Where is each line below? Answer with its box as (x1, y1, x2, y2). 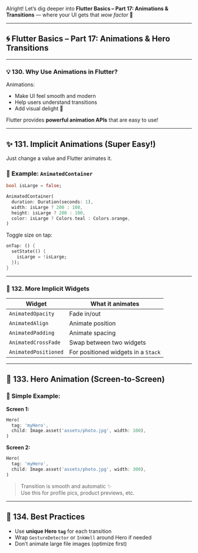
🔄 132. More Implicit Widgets (6, 284, 90, 293)
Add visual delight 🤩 (14, 105, 64, 112)
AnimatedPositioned (9, 349, 64, 356)
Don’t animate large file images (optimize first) (14, 540, 127, 547)
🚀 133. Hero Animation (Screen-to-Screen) (6, 374, 165, 384)
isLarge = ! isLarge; (16, 254, 67, 260)
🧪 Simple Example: (6, 392, 61, 400)
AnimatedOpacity (9, 310, 55, 318)
